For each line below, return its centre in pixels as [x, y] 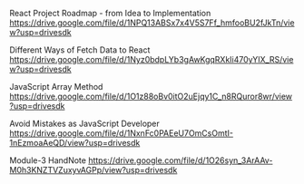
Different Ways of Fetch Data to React [80, 50]
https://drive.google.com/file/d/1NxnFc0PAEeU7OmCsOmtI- [122, 133]
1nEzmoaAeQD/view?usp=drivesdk [75, 143]
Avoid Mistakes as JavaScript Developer [85, 123]
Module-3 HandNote [48, 160]
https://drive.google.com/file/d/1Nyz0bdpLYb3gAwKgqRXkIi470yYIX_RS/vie [152, 59]
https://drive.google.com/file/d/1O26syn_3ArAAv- [180, 160]
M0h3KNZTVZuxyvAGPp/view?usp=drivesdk [93, 170]
